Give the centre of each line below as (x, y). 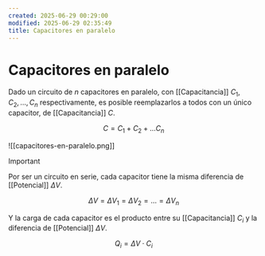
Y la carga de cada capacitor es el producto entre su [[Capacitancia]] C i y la (132, 219)
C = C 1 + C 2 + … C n (134, 129)
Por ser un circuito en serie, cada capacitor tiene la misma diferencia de (126, 176)
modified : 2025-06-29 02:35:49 (60, 23)
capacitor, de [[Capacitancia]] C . (62, 112)
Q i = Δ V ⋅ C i (134, 244)
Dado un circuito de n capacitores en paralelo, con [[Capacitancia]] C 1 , (124, 93)
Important (24, 161)
